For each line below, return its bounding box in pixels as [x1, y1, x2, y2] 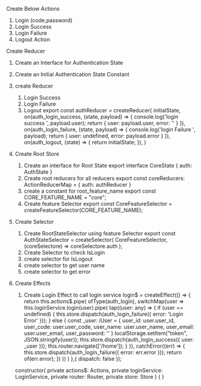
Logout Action [14, 36, 50, 43]
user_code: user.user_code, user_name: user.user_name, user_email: [23, 324, 194, 330]
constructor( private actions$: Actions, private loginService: [14, 367, 163, 374]
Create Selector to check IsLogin [23, 249, 105, 256]
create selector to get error [23, 268, 91, 275]
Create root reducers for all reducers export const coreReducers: [23, 175, 185, 182]
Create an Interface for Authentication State [14, 59, 124, 66]
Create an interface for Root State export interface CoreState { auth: [23, 162, 192, 169]
